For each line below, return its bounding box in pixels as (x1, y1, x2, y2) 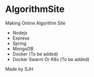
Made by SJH (5, 66, 34, 72)
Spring (12, 40, 27, 46)
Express (12, 35, 30, 41)
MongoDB (12, 45, 34, 51)
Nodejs (12, 29, 28, 35)
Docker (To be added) (12, 51, 58, 57)
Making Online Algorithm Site (5, 20, 66, 26)
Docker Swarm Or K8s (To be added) (12, 56, 89, 62)
